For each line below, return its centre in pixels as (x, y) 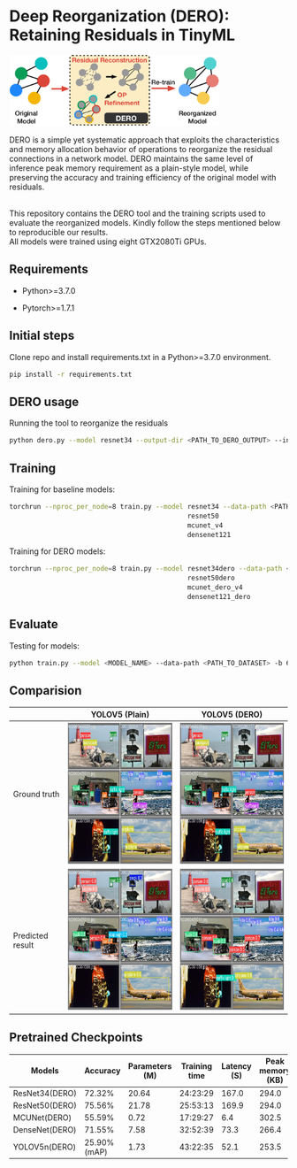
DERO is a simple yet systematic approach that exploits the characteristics (145, 140)
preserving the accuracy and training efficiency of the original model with (143, 177)
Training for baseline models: (62, 489)
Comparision (46, 691)
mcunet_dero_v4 (215, 588)
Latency (236, 1066)
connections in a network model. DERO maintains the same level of (131, 158)
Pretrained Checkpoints (76, 1037)
